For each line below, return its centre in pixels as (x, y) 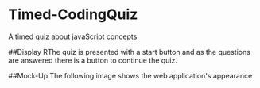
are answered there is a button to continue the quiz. (93, 60)
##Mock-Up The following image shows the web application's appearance (130, 75)
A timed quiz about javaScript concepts (73, 36)
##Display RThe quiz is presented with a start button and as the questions (129, 52)
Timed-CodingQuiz (73, 15)
